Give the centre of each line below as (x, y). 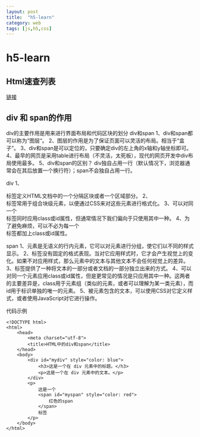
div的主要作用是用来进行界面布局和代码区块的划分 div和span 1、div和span (97, 133)
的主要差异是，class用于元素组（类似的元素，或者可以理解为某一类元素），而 (100, 283)
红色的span (61, 401)
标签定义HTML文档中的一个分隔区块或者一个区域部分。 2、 (79, 196)
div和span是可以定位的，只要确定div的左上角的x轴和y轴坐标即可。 (110, 148)
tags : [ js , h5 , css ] (29, 28)
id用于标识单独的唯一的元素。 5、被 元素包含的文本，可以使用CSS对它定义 (97, 291)
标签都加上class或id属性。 (38, 233)
